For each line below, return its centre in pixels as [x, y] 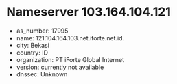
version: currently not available [60, 67]
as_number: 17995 [42, 31]
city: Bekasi [33, 45]
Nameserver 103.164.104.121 [88, 12]
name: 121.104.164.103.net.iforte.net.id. [70, 38]
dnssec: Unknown [42, 74]
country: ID [32, 53]
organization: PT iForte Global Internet [70, 59]
